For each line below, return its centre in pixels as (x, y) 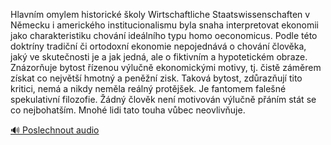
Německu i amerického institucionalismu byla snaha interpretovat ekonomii (164, 25)
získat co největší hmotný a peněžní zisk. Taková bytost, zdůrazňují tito (156, 78)
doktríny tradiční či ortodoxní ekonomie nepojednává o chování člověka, (158, 46)
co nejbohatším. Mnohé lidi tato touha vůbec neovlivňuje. (128, 110)
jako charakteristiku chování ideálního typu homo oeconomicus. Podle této (164, 35)
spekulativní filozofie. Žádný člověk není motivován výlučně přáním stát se (163, 99)
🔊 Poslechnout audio (55, 130)
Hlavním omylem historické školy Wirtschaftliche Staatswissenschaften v (160, 14)
